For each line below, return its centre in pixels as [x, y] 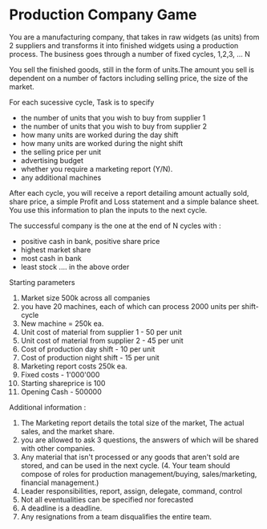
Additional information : [48, 407]
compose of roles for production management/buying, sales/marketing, [139, 474]
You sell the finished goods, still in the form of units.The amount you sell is [132, 69]
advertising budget [52, 160]
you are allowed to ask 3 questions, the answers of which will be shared [140, 440]
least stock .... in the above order [75, 267]
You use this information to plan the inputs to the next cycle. [108, 210]
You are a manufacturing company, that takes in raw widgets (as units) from [134, 37]
